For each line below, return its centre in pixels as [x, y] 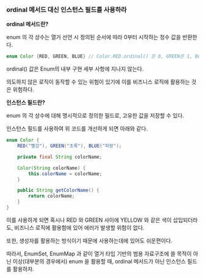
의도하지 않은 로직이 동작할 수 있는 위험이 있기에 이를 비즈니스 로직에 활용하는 [98, 82]
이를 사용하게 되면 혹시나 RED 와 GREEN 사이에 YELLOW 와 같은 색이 [89, 220]
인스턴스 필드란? [26, 103]
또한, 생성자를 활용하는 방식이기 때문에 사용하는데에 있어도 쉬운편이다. [89, 241]
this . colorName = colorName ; [65, 174]
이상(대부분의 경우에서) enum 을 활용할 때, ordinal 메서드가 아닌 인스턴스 [99, 261]
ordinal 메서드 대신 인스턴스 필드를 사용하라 [67, 9]
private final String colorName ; [60, 157]
